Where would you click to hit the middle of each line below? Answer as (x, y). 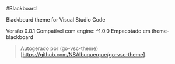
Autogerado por (39, 48)
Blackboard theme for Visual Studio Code (56, 19)
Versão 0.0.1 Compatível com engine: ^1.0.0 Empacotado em (78, 31)
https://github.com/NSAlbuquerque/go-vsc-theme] (84, 54)
